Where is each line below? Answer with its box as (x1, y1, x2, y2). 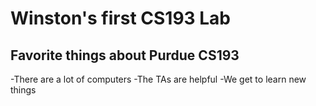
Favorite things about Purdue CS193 (10, 47, 240, 64)
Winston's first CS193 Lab (10, 7, 232, 30)
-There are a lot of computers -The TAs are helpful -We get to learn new (10, 73, 307, 85)
